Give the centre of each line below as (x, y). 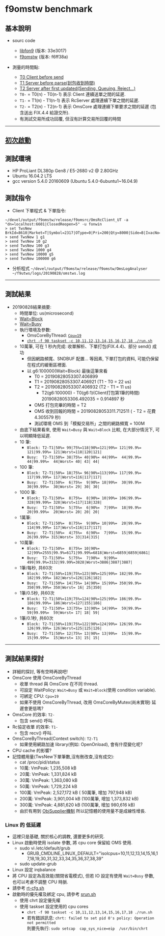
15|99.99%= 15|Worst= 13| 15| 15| (63, 638)
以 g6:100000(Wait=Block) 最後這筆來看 (67, 371)
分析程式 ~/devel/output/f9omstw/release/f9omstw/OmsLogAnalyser (80, 268)
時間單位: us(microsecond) (47, 313)
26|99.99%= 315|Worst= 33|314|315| (63, 537)
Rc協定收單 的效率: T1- (35, 727)
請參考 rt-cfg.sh (28, 888)
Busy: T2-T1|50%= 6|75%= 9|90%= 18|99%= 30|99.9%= (84, 482)
